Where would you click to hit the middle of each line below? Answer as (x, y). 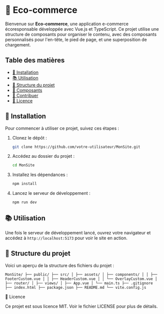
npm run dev (24, 202)
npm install (24, 184)
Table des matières (35, 61)
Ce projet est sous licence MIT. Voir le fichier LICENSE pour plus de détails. (82, 306)
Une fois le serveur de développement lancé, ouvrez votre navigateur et (78, 232)
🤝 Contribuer (25, 95)
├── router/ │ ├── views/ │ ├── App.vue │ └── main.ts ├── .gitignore (79, 283)
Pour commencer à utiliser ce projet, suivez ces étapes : (62, 128)
